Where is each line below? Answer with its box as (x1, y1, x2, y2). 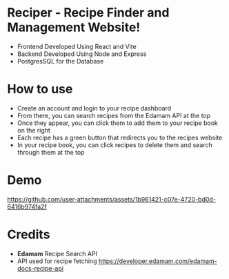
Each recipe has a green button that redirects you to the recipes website (17, 133, 223, 142)
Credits (7, 227, 50, 242)
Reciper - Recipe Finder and (7, 5, 170, 21)
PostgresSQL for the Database (17, 57, 104, 65)
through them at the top (17, 148, 85, 156)
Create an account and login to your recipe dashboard (17, 104, 171, 112)
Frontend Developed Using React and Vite (17, 42, 137, 50)
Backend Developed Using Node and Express (17, 50, 147, 58)
